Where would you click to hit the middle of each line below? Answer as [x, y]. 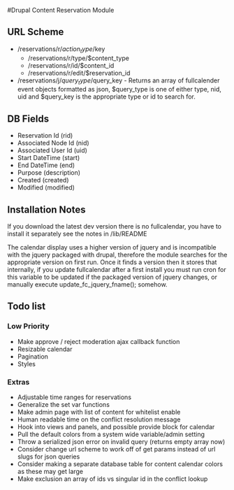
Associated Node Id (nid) [53, 143]
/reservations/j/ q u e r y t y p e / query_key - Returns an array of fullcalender [118, 81]
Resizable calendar [45, 349]
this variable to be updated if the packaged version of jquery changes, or [112, 277]
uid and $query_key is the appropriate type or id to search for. [106, 96]
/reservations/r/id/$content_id [71, 65]
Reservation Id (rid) [45, 136]
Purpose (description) [49, 173]
